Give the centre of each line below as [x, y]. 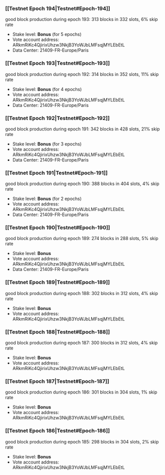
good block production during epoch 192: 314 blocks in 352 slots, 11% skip [82, 74]
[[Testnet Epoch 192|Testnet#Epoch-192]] [57, 118]
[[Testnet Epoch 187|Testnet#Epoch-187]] [57, 381]
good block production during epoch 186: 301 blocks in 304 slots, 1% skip [81, 392]
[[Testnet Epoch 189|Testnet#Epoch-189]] [57, 282]
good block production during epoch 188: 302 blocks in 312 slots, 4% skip [82, 293]
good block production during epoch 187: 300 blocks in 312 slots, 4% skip [81, 343]
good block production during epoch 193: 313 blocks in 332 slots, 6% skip [82, 19]
